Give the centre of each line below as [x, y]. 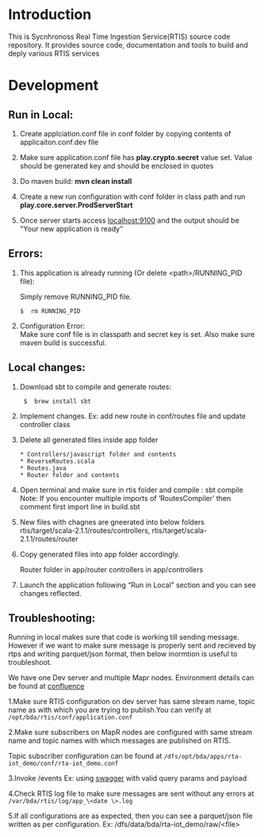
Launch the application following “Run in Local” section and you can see [138, 585]
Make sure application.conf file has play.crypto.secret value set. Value [136, 157]
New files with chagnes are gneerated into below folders [112, 522]
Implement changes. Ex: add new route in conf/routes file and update [132, 416]
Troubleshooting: [52, 618]
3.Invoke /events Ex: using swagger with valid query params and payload [128, 778]
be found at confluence [46, 686]
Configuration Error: [52, 326]
